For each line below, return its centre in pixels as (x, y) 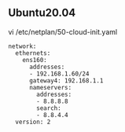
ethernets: (33, 53)
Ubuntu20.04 (42, 13)
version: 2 (33, 122)
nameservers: (50, 87)
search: (49, 108)
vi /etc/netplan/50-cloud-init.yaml (63, 31)
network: (22, 46)
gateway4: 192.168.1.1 (66, 81)
